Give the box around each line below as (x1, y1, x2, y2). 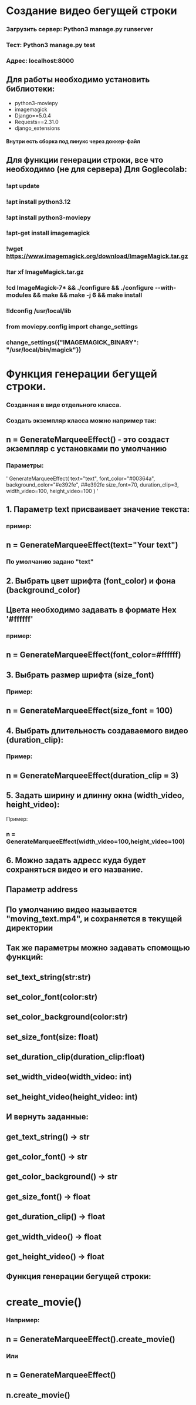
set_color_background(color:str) (6, 1012, 128, 1022)
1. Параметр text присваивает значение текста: (6, 504, 190, 515)
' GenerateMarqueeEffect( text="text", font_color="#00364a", (6, 475, 156, 482)
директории (6, 923, 53, 933)
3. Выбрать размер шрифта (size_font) (6, 670, 154, 680)
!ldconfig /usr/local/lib (6, 307, 72, 315)
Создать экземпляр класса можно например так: (6, 417, 157, 424)
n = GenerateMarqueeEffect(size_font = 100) (6, 706, 173, 716)
